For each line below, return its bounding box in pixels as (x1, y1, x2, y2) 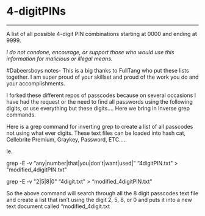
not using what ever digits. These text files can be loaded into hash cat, (6, 129, 186, 137)
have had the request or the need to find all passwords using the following (6, 98, 193, 105)
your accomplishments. (6, 79, 65, 87)
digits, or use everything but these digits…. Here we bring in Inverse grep (6, 104, 190, 112)
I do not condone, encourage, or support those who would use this (6, 48, 174, 56)
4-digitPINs (6, 4, 66, 18)
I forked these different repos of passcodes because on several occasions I (6, 92, 196, 99)
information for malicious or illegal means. (6, 55, 113, 62)
